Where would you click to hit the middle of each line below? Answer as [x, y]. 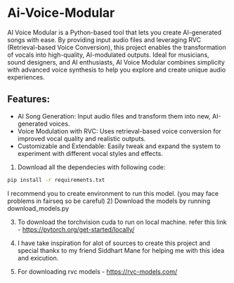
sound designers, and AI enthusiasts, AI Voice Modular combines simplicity [116, 62]
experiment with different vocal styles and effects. [90, 153]
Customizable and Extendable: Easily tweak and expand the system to [119, 146]
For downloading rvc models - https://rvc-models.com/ [97, 271]
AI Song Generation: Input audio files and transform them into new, [114, 116]
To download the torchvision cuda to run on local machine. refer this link [122, 222]
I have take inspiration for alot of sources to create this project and [114, 243]
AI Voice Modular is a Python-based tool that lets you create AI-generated [115, 32]
